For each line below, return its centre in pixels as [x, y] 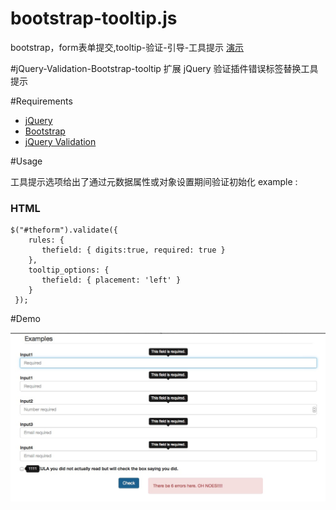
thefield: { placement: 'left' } [111, 280]
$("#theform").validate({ [64, 230]
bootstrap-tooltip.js [94, 18]
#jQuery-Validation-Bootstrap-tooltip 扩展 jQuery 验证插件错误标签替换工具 [164, 68]
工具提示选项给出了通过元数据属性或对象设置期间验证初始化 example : [154, 181]
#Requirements [41, 101]
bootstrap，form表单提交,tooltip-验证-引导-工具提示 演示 [127, 47]
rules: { [46, 240]
